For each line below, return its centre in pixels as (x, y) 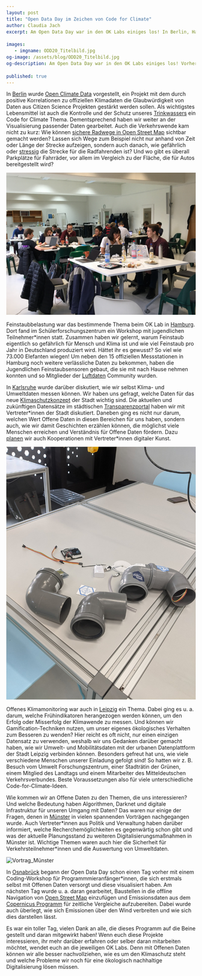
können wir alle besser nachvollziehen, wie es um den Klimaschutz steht (96, 954)
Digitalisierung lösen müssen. (43, 967)
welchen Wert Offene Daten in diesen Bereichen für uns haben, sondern (96, 419)
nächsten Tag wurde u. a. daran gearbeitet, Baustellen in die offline (89, 891)
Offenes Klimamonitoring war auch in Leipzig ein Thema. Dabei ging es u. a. (100, 709)
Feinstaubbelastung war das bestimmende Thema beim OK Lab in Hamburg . (101, 324)
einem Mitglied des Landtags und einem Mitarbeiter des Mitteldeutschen (96, 773)
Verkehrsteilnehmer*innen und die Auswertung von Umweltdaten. (88, 849)
